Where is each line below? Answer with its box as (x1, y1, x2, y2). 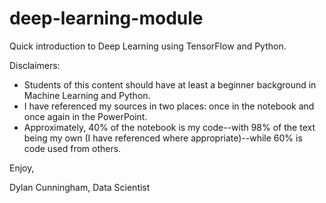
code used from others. (23, 142, 122, 154)
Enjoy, (9, 162, 35, 174)
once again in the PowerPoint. (23, 110, 148, 122)
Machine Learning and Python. (23, 89, 151, 101)
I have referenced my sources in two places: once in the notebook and (23, 100, 315, 112)
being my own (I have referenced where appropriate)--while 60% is (23, 132, 303, 144)
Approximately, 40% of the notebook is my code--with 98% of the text (23, 121, 316, 133)
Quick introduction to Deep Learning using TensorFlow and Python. (9, 40, 287, 52)
